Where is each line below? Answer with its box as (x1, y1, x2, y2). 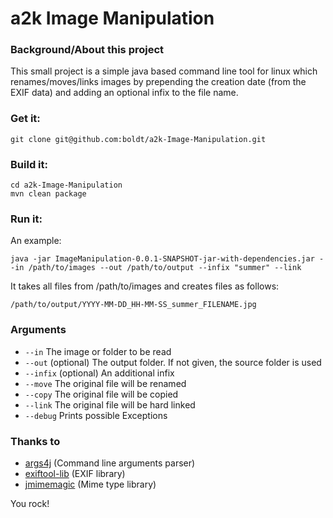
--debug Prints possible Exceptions (24, 409, 168, 421)
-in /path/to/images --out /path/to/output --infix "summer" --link (10, 263, 302, 273)
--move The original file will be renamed (24, 377, 187, 389)
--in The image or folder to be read (24, 345, 172, 357)
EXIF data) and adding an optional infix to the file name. (10, 87, 239, 99)
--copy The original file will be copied (24, 388, 179, 400)
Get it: (10, 112, 41, 126)
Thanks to (10, 434, 61, 448)
